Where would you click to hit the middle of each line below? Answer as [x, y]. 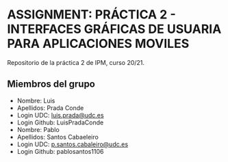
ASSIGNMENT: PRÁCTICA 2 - [91, 15]
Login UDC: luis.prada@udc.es [60, 115]
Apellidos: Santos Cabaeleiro [58, 137]
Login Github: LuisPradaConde [60, 122]
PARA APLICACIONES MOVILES [98, 44]
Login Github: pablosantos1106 [60, 151]
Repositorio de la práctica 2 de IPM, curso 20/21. [76, 62]
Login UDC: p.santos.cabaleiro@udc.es [73, 144]
